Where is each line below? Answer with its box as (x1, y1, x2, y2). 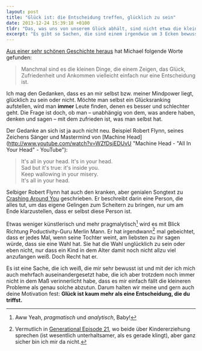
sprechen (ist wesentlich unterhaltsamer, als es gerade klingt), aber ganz (14, 332, 196, 339)
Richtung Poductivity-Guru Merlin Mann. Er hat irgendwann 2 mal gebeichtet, (6, 226, 195, 235)
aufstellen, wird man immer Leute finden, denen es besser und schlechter (6, 103, 190, 110)
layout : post (6, 8, 39, 15)
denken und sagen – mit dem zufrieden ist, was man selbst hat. (6, 115, 163, 123)
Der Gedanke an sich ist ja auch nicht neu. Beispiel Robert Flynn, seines (6, 127, 184, 134)
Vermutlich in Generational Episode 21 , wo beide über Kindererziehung (14, 325, 191, 333)
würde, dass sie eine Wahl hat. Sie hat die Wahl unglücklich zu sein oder (6, 241, 185, 248)
